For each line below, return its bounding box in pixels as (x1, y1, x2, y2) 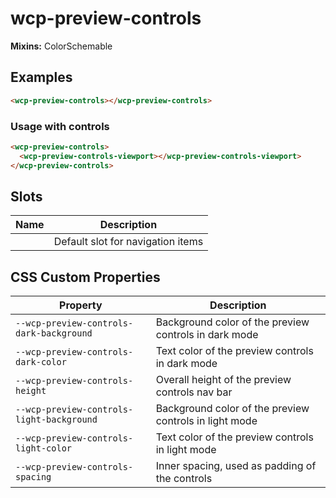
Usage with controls (10, 119, 110, 133)
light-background (15, 414, 98, 426)
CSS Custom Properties (10, 268, 161, 286)
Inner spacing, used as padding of (155, 459, 317, 473)
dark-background (15, 328, 93, 339)
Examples (10, 69, 73, 86)
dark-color (15, 357, 67, 368)
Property (59, 298, 103, 312)
